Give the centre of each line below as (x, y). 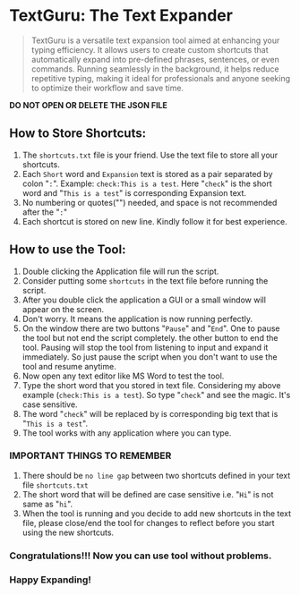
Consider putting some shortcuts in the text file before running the (145, 280)
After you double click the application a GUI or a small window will (144, 300)
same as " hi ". (47, 504)
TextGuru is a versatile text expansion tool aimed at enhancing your (155, 40)
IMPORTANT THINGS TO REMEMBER (90, 455)
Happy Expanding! (51, 580)
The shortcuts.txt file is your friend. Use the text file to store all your (150, 155)
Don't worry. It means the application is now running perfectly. (137, 319)
